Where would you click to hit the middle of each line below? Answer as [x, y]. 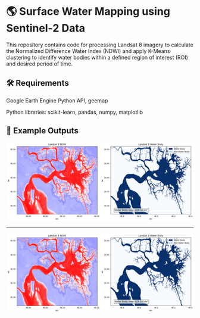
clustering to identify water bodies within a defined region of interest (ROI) [97, 57]
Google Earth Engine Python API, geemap [57, 100]
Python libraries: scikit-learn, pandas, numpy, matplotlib [75, 112]
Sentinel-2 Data [46, 28]
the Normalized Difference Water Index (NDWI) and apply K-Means [88, 51]
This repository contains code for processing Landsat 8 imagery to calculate [100, 45]
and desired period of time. [40, 64]
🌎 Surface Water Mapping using [88, 12]
